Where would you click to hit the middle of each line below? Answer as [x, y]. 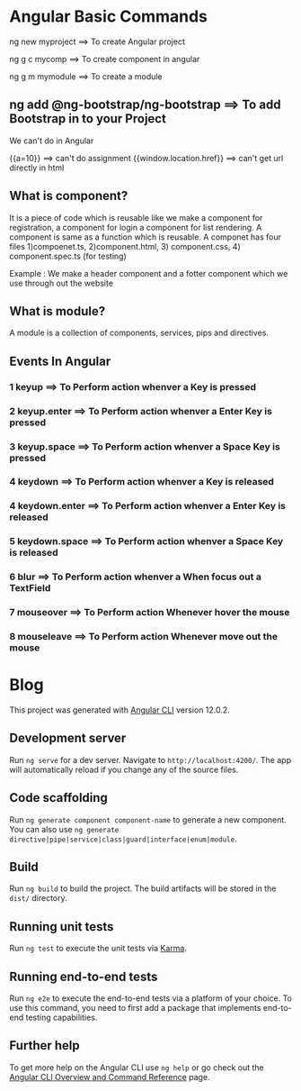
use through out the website [62, 283]
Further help [45, 1046]
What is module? [58, 311]
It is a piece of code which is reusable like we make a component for [136, 217]
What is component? [69, 196]
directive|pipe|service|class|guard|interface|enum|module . [123, 839]
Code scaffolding [58, 798]
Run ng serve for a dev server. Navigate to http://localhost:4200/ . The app [150, 759]
